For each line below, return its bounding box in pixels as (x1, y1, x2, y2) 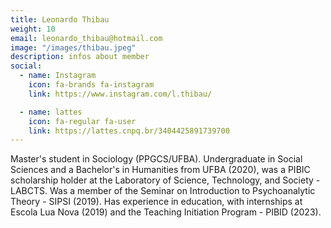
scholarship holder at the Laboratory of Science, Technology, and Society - (10, 174, 321, 186)
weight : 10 (10, 24, 56, 34)
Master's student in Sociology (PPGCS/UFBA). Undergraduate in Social (10, 153, 303, 165)
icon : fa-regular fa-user (28, 116, 137, 126)
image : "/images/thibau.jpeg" (10, 42, 137, 53)
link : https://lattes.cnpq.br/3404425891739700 (28, 126, 230, 136)
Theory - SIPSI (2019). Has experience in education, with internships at (10, 196, 303, 208)
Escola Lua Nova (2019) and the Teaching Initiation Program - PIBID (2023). (10, 206, 322, 218)
